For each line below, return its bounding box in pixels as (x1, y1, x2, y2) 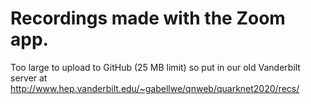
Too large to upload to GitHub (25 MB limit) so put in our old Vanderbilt (10, 61, 301, 73)
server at (10, 72, 48, 84)
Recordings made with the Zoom (10, 7, 286, 30)
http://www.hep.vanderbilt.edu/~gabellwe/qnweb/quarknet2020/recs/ (10, 82, 300, 94)
